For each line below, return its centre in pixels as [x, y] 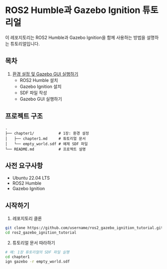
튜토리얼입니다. [25, 43]
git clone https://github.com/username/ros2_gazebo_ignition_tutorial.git [84, 228]
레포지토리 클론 [27, 219]
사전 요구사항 [24, 165]
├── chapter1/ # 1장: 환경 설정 [47, 133]
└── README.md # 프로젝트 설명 [45, 149]
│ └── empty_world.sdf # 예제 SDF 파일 [46, 144]
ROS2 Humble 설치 [39, 80]
